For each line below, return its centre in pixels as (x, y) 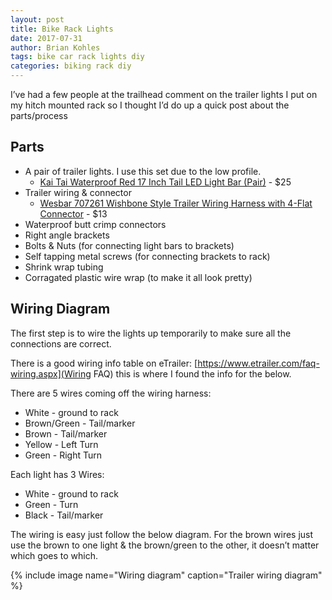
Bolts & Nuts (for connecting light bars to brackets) (129, 245)
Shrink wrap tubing (64, 267)
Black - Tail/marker (64, 515)
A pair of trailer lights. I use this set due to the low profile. (143, 171)
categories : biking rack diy (71, 66)
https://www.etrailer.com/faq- (258, 363)
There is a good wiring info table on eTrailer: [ (104, 363)
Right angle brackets (67, 235)
